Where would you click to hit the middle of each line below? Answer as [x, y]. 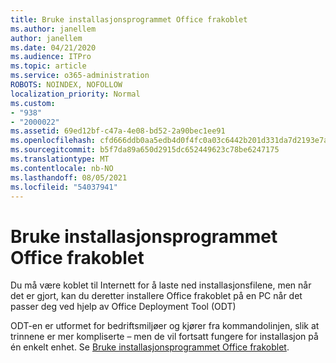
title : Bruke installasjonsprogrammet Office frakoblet [129, 19]
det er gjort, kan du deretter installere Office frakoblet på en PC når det [156, 296]
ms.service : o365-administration [80, 76]
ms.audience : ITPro [51, 57]
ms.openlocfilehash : [53, 141]
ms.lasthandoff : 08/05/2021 [69, 177]
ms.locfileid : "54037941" [64, 187]
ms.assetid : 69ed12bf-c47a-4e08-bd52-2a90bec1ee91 [118, 131]
